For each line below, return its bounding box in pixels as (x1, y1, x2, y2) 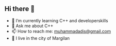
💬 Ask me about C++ (11, 23, 54, 29)
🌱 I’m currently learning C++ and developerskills (11, 17, 108, 23)
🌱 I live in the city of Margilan (11, 35, 70, 41)
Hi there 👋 (4, 5, 35, 13)
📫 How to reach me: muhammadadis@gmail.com (11, 28, 111, 34)
